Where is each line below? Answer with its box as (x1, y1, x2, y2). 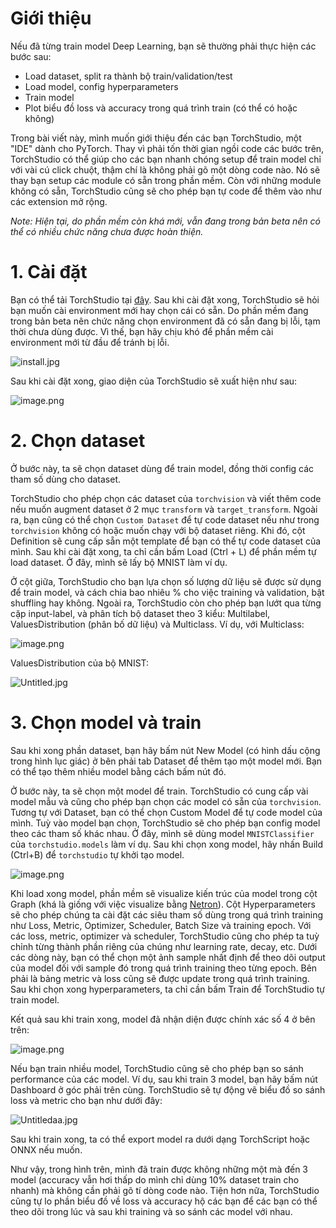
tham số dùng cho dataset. (10, 473, 122, 485)
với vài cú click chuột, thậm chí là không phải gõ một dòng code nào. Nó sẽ (10, 163, 321, 176)
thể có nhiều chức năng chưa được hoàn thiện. (10, 225, 204, 237)
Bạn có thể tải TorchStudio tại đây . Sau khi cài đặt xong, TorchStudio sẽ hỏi (10, 293, 320, 306)
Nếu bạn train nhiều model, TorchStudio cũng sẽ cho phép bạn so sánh (10, 1062, 304, 1074)
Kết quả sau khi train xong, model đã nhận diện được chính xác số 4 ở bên (10, 1013, 316, 1025)
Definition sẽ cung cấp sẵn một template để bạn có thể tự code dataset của (10, 535, 322, 547)
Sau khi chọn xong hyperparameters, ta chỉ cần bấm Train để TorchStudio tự (10, 983, 325, 995)
